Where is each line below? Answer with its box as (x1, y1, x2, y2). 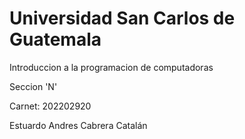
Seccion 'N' (9, 80, 58, 92)
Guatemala (9, 28, 102, 51)
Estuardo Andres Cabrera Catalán (9, 119, 148, 131)
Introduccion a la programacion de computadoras (9, 61, 214, 73)
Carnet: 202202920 (9, 100, 92, 112)
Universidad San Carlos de (9, 7, 236, 30)
